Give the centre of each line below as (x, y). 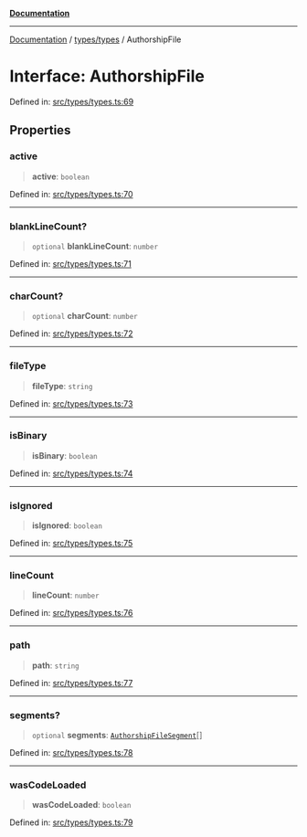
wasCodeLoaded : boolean (81, 805)
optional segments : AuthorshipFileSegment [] (117, 735)
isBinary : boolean (64, 455)
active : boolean (60, 176)
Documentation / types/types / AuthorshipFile (95, 39)
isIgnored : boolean (67, 525)
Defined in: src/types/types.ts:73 (71, 403)
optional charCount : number (85, 316)
